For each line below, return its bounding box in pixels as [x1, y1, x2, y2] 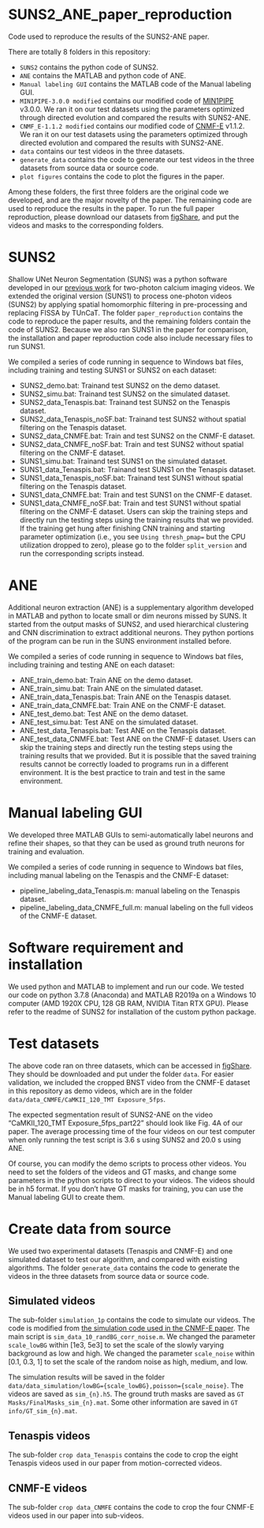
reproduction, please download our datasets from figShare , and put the [8, 212, 240, 221]
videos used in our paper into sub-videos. [8, 1511, 144, 1520]
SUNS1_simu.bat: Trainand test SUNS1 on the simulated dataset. [19, 456, 228, 466]
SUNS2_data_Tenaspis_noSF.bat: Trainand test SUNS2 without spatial [19, 414, 247, 424]
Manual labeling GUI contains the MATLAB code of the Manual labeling [19, 79, 252, 89]
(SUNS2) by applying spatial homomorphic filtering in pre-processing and [8, 299, 248, 309]
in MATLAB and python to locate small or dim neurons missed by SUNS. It [8, 611, 247, 620]
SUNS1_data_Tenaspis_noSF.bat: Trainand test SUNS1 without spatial [19, 473, 244, 482]
